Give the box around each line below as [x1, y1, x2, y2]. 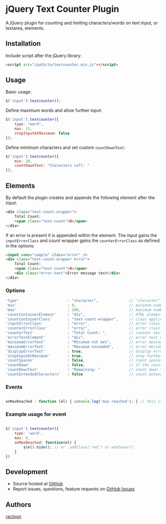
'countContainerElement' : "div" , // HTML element [5, 312, 163, 317]
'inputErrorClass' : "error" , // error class [5, 321, 161, 326]
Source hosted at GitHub [12, 481, 63, 487]
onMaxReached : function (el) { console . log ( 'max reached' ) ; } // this [5, 399, 156, 404]
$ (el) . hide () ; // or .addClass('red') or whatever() [23, 444, 134, 450]
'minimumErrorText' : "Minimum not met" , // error [5, 339, 147, 344]
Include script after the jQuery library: [5, 52, 82, 58]
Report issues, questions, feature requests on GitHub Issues [12, 486, 135, 492]
